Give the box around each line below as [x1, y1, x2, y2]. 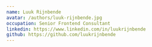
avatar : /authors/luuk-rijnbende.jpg [6, 15, 103, 21]
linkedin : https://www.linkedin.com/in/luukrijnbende [6, 26, 147, 32]
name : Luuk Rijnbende [6, 9, 62, 15]
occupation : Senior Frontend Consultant [6, 20, 111, 26]
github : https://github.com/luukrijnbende [6, 32, 116, 38]
